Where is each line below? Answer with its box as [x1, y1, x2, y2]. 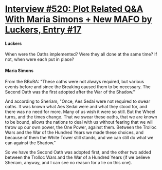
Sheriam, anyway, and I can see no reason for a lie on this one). [5, 159, 132, 165]
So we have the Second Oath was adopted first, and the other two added [5, 149, 152, 155]
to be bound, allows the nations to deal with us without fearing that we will [5, 119, 154, 125]
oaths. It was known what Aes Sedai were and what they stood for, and [5, 103, 147, 109]
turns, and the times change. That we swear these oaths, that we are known [5, 113, 157, 120]
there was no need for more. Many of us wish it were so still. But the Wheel [5, 109, 156, 114]
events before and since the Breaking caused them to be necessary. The [5, 84, 151, 90]
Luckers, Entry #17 [5, 24, 82, 35]
